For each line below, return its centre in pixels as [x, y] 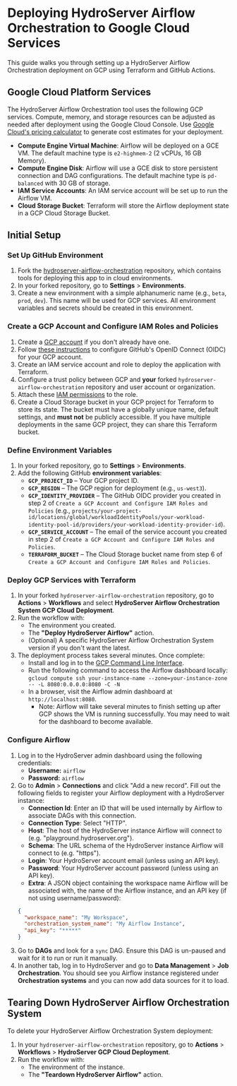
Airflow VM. [35, 198]
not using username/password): [74, 897]
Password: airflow [56, 777]
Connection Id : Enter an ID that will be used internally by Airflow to [125, 808]
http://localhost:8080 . [62, 699]
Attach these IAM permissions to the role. [78, 394]
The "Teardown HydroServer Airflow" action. [96, 1074]
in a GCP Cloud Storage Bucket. [64, 213]
